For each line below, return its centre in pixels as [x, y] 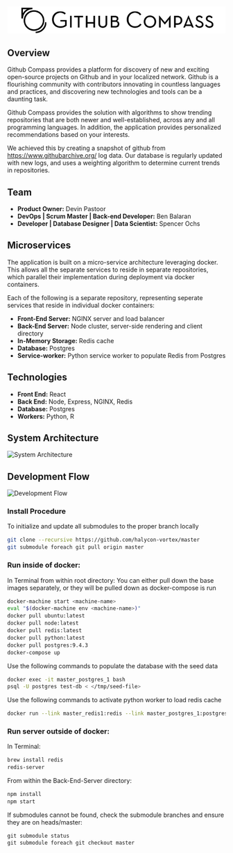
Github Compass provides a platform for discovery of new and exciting [108, 69]
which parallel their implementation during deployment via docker [101, 276]
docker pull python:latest [46, 638]
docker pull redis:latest [44, 631]
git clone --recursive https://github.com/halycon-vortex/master [103, 540]
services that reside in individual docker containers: [81, 305]
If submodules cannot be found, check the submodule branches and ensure [115, 815]
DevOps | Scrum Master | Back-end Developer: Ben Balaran [104, 216]
